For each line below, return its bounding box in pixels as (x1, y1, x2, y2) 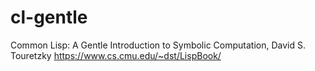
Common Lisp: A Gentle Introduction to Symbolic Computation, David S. (10, 39, 306, 51)
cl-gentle (10, 6, 88, 29)
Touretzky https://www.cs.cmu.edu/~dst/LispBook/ (10, 49, 222, 61)
